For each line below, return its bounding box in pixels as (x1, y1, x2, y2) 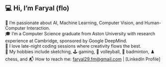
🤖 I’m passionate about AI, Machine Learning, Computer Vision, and (5, 19, 144, 26)
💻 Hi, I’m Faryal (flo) (5, 4, 70, 12)
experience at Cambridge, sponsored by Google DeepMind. (5, 38, 128, 44)
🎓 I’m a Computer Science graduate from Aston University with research (5, 30, 156, 36)
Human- (144, 19, 162, 26)
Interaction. (26, 25, 50, 31)
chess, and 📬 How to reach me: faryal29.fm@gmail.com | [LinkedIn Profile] (5, 56, 161, 62)
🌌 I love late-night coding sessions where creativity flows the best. (5, 43, 142, 49)
